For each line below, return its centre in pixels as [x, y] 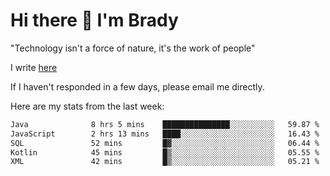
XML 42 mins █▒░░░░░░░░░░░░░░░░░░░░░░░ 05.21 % [165, 162]
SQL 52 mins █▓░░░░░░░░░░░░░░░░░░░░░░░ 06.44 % [165, 143]
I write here [34, 67]
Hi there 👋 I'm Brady [94, 20]
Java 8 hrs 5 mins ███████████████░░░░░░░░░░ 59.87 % [165, 124]
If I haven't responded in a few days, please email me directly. [137, 86]
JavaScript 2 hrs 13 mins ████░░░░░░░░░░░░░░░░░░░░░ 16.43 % [165, 134]
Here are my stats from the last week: [87, 106]
